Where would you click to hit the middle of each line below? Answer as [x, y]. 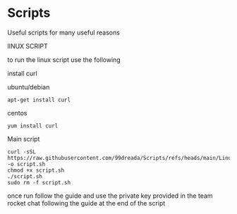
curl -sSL [22, 152]
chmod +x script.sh [36, 170]
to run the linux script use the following [64, 59]
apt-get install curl [39, 100]
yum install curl [33, 126]
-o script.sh [26, 164]
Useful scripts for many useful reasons [63, 32]
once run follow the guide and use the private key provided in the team [110, 196]
